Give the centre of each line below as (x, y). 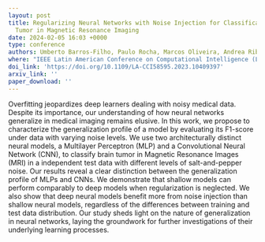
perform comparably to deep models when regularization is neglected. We (129, 188)
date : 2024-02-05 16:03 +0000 (58, 37)
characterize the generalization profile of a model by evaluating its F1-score (131, 129)
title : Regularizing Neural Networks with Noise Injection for (114, 23)
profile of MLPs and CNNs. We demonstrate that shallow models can (119, 179)
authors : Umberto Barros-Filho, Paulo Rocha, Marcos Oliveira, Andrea (127, 52)
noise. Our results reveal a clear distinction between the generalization (123, 171)
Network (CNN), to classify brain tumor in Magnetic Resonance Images (123, 154)
